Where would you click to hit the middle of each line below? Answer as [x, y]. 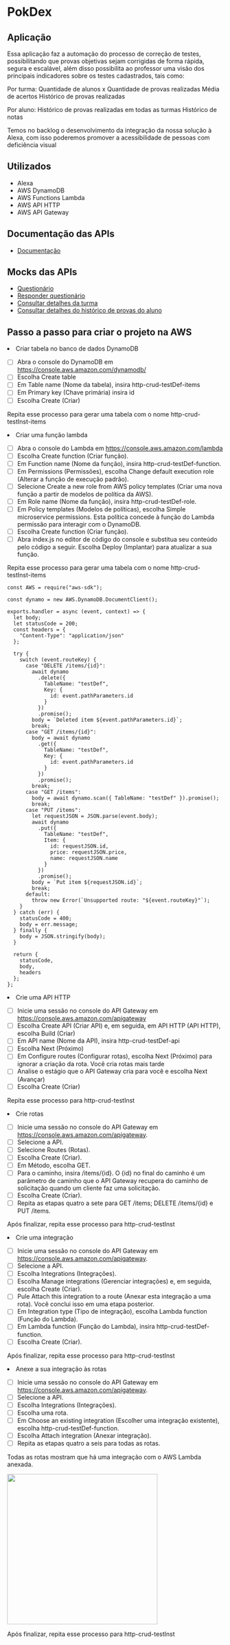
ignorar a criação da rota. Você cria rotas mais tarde [91, 1064]
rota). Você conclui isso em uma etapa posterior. [85, 1304]
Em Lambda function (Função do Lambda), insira [86, 1327]
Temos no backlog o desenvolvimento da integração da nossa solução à [110, 130]
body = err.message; [49, 925]
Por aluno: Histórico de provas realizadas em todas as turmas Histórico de [112, 110]
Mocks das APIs [42, 272]
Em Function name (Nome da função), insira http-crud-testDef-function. [119, 463]
